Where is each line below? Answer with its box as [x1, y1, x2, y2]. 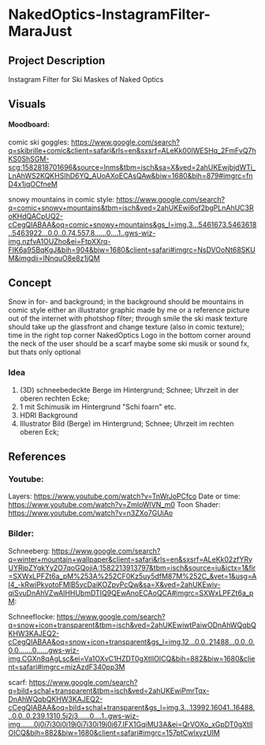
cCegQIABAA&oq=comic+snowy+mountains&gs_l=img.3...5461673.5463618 [8, 220, 257, 229]
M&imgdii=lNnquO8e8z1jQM [8, 253, 100, 262]
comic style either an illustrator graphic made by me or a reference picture [8, 306, 250, 315]
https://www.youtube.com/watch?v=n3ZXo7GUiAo [8, 508, 174, 518]
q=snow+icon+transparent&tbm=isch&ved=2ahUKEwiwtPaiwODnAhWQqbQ [8, 620, 256, 630]
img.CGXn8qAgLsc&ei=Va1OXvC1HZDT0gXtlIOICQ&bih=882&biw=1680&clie [8, 653, 256, 663]
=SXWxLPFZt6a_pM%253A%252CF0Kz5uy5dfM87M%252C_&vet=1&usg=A [8, 571, 257, 581]
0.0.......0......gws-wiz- [8, 645, 80, 655]
